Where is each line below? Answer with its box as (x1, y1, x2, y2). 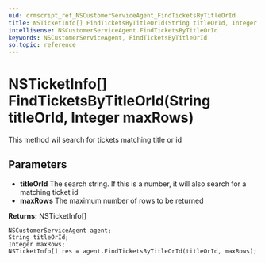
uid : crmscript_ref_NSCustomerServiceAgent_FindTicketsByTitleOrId (8, 11, 236, 20)
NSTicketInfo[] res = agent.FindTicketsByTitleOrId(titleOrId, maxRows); (8, 247, 258, 255)
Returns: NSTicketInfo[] (8, 211, 87, 220)
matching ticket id (19, 187, 79, 196)
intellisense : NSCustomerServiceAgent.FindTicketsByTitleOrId (8, 26, 218, 34)
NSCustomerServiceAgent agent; (8, 227, 112, 234)
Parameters (8, 158, 67, 171)
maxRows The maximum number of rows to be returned (19, 196, 204, 205)
